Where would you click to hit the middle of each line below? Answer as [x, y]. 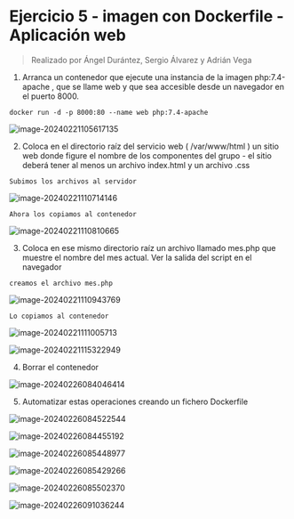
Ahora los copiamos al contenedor [73, 214]
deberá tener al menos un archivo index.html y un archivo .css [136, 165]
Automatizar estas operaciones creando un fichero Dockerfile [135, 401]
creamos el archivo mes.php [61, 283]
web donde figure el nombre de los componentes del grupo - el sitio [147, 155]
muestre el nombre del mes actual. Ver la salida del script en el [137, 257]
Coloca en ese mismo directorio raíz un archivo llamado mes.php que [149, 247]
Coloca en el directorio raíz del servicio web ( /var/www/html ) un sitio [151, 146]
